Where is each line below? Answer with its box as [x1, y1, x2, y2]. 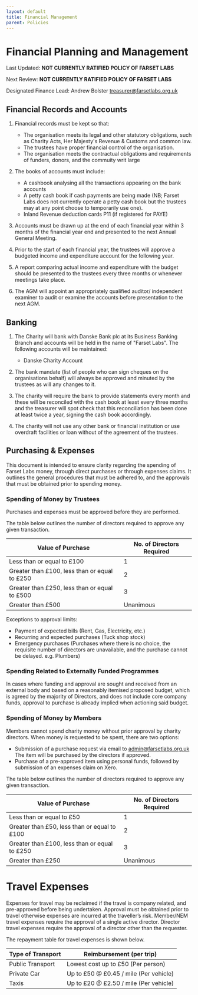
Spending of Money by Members [6, 714, 102, 722]
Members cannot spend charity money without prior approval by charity [6, 727, 181, 734]
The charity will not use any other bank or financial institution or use [14, 422, 180, 429]
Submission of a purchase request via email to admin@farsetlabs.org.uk [14, 745, 190, 752]
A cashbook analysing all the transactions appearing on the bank [23, 179, 181, 186]
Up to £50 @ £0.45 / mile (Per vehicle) [67, 969, 174, 977]
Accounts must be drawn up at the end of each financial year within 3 [14, 222, 184, 229]
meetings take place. [14, 276, 66, 284]
